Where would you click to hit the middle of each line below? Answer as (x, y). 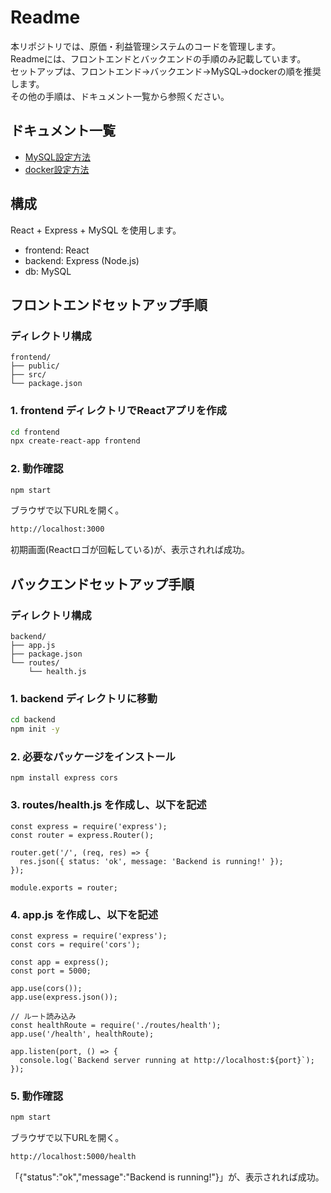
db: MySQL (48, 271)
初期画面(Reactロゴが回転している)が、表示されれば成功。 (130, 550)
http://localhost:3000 (57, 529)
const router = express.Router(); (82, 835)
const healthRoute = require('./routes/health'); (116, 1025)
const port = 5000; (51, 971)
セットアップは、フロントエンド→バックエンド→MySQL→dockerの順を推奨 (166, 71)
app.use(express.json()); (64, 997)
